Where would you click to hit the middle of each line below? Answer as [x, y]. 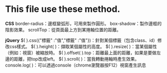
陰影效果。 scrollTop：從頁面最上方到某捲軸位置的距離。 [63, 30]
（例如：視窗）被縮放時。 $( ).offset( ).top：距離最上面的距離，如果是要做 [81, 53]
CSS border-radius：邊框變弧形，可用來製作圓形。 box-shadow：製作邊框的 [83, 23]
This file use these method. [63, 9]
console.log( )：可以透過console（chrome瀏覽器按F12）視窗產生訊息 [76, 65]
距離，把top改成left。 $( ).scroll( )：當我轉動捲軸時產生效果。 [77, 59]
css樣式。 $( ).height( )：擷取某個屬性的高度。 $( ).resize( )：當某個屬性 [83, 46]
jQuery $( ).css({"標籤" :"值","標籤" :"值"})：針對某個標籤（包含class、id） [81, 40]
